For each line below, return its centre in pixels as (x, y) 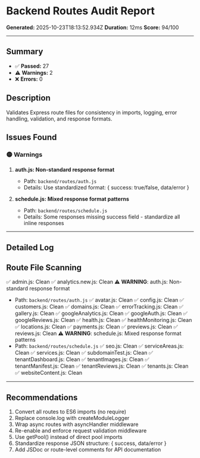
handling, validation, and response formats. (59, 119)
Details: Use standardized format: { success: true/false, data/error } (106, 188)
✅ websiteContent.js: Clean (49, 373)
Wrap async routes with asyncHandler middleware (76, 424)
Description (28, 98)
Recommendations (42, 397)
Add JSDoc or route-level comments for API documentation (88, 450)
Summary (25, 52)
